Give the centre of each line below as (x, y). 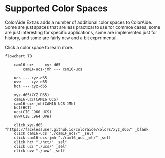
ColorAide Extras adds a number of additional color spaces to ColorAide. (79, 22)
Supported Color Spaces (57, 9)
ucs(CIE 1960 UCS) (33, 112)
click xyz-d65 (28, 125)
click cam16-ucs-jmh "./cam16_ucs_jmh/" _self (63, 138)
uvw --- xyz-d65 (31, 82)
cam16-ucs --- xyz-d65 (37, 65)
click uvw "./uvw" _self (39, 151)
